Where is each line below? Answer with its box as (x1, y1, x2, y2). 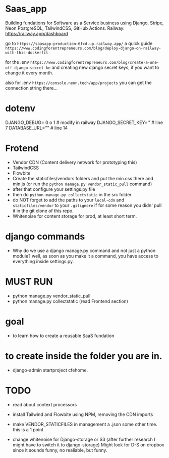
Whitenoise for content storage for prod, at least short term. (12, 213, 137, 219)
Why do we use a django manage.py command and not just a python (12, 247, 156, 254)
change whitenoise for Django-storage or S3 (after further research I (12, 436, 155, 442)
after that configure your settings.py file (12, 186, 95, 192)
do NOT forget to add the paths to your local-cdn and (12, 197, 125, 203)
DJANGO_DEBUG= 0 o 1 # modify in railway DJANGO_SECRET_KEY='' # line (5, 119, 163, 126)
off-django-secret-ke (5, 65, 51, 70)
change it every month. (5, 69, 53, 76)
